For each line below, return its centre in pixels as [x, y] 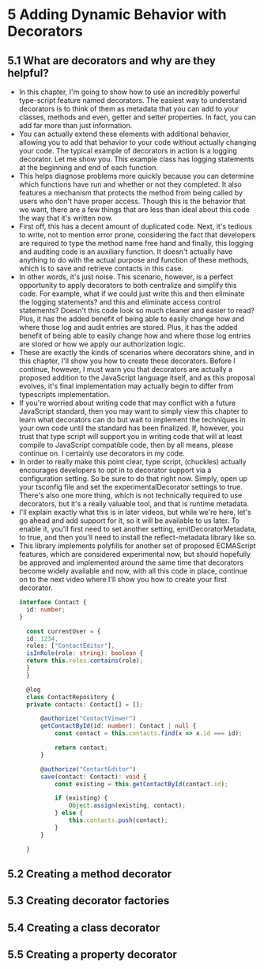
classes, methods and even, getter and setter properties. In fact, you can [137, 117]
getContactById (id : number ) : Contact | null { [118, 726]
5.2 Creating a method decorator [90, 874]
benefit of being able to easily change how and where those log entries [135, 335]
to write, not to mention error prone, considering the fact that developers [137, 235]
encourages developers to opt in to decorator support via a [115, 470]
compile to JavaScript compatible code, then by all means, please [126, 445]
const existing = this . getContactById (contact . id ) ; [141, 784]
